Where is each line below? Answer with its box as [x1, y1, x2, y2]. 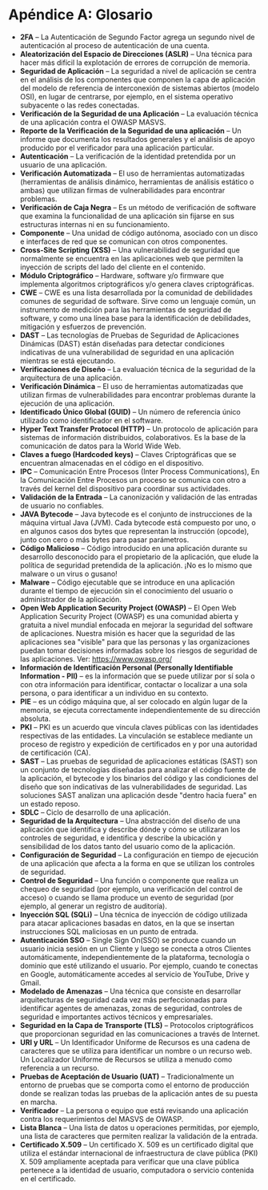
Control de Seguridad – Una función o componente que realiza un [19, 876, 238, 885]
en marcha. [19, 1097, 58, 1107]
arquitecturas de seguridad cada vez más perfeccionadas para [19, 994, 228, 1004]
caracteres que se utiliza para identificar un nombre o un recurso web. [19, 1046, 253, 1055]
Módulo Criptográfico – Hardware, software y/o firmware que [19, 270, 224, 280]
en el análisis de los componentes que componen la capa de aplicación [19, 75, 256, 84]
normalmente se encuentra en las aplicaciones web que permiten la [19, 253, 244, 263]
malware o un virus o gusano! [19, 569, 118, 578]
